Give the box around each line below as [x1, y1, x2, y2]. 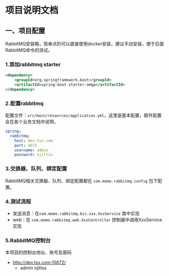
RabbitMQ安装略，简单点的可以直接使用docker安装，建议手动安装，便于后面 [5, 41, 164, 47]
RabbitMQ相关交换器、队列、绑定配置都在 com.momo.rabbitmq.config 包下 [5, 178, 158, 184]
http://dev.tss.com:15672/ [12, 259, 66, 266]
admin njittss [20, 265, 47, 271]
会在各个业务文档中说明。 [5, 119, 59, 125]
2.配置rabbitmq [5, 100, 44, 107]
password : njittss [14, 152, 53, 157]
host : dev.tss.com [14, 138, 53, 143]
